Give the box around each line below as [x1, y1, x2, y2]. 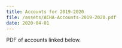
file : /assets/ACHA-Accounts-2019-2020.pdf [6, 14, 117, 20]
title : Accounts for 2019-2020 [6, 8, 84, 15]
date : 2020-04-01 [6, 20, 50, 26]
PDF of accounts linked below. [6, 37, 81, 44]
